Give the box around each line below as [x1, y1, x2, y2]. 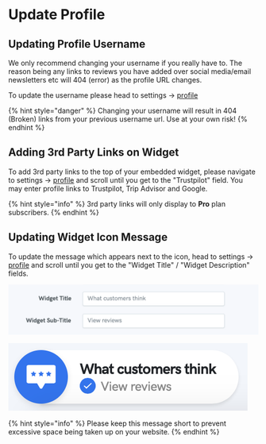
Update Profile [8, 6, 106, 24]
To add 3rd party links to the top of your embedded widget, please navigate [8, 167, 256, 176]
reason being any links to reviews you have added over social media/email [8, 67, 252, 76]
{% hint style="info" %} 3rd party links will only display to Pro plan [8, 199, 226, 208]
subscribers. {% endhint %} [8, 207, 99, 217]
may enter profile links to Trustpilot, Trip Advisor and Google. [8, 183, 208, 193]
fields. [8, 268, 29, 278]
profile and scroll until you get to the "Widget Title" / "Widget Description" [8, 260, 250, 269]
